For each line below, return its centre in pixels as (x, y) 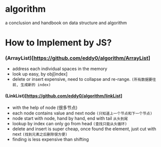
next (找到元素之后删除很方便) (40, 134)
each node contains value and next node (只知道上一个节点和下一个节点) (82, 113)
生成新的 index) (36, 85)
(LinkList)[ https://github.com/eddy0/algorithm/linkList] (64, 96)
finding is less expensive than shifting (50, 139)
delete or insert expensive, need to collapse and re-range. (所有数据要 (82, 79)
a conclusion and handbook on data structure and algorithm (66, 23)
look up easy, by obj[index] (40, 74)
